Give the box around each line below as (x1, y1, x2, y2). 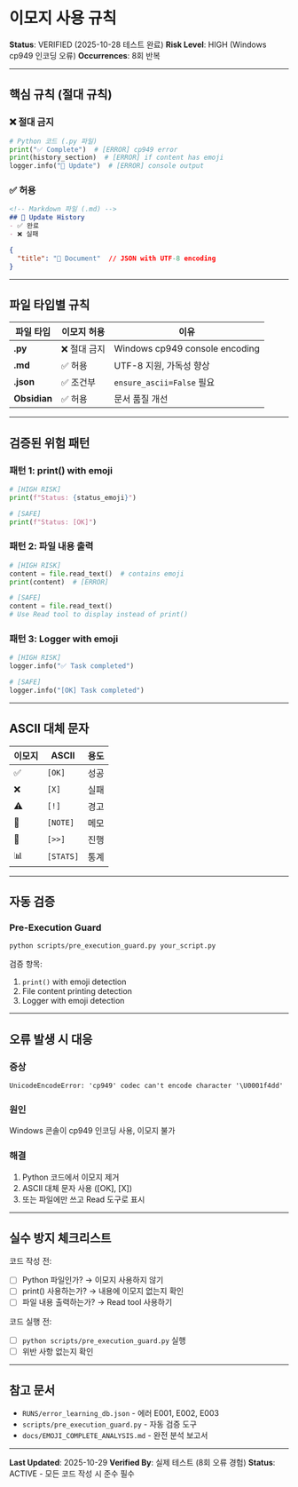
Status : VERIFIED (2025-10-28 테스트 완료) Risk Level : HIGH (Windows (9, 39, 267, 50)
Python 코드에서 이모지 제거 (21, 1172, 120, 1182)
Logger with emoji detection (21, 996, 125, 1006)
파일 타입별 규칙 (9, 297, 90, 312)
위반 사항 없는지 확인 (21, 1346, 94, 1356)
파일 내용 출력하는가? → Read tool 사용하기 (21, 1297, 173, 1308)
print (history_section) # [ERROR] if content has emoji (9, 153, 224, 163)
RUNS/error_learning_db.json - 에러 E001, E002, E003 (21, 1408, 220, 1419)
